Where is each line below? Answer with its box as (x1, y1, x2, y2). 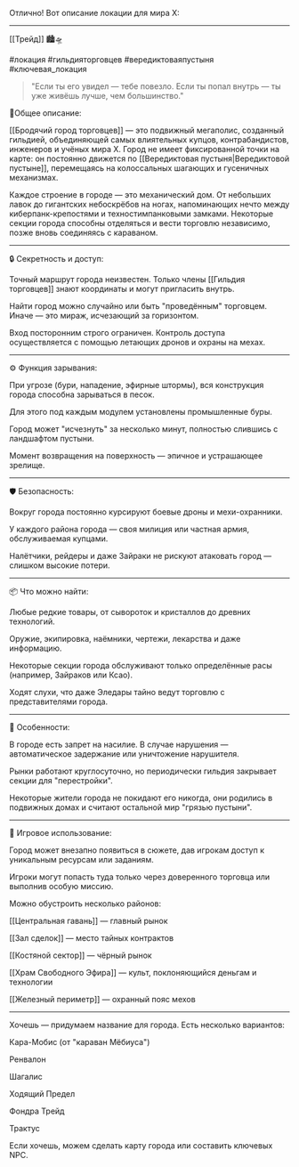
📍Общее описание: (9, 108, 82, 118)
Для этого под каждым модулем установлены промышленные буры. (9, 407, 273, 417)
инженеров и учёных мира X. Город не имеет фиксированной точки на (9, 144, 280, 154)
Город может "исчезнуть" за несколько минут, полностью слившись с (9, 424, 279, 434)
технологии (9, 977, 53, 987)
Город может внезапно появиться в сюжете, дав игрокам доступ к (9, 845, 265, 855)
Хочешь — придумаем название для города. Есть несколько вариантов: (9, 1019, 285, 1030)
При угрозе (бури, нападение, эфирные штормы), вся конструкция (9, 380, 264, 390)
